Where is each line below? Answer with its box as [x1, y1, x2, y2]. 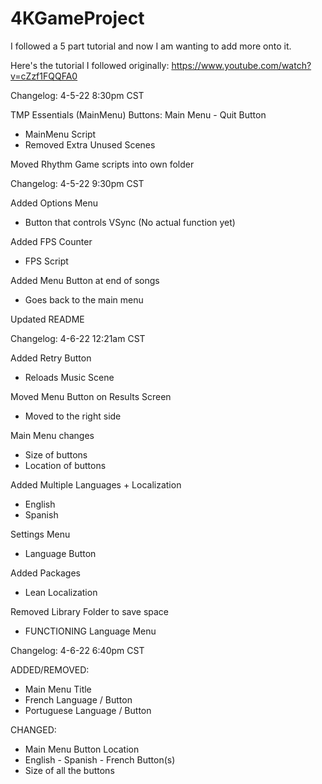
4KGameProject [10, 7, 145, 30]
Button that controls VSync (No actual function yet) [24, 216, 236, 228]
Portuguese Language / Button [24, 704, 152, 716]
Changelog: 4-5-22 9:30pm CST [10, 177, 145, 189]
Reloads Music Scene [24, 371, 115, 383]
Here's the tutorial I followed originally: [10, 59, 170, 71]
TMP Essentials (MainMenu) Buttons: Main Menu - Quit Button [10, 108, 267, 121]
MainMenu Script [24, 128, 97, 140]
